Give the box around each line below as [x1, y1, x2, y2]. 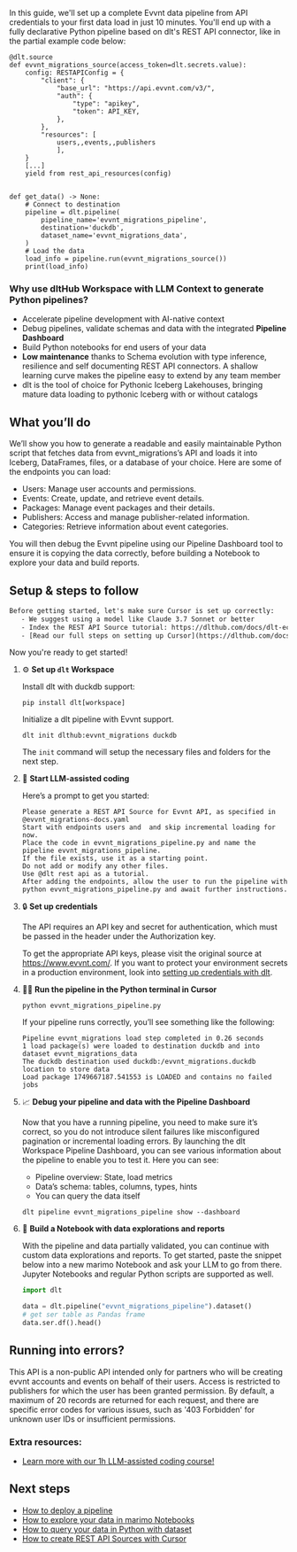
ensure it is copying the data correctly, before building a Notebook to [9, 548, 261, 559]
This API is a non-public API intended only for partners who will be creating [9, 1366, 283, 1377]
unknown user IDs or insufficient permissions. [9, 1413, 177, 1424]
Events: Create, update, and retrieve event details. [21, 493, 205, 504]
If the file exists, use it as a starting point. [21, 854, 209, 863]
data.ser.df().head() [21, 1319, 102, 1328]
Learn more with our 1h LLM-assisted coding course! [21, 1456, 215, 1467]
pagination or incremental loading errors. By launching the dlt [21, 1136, 246, 1146]
